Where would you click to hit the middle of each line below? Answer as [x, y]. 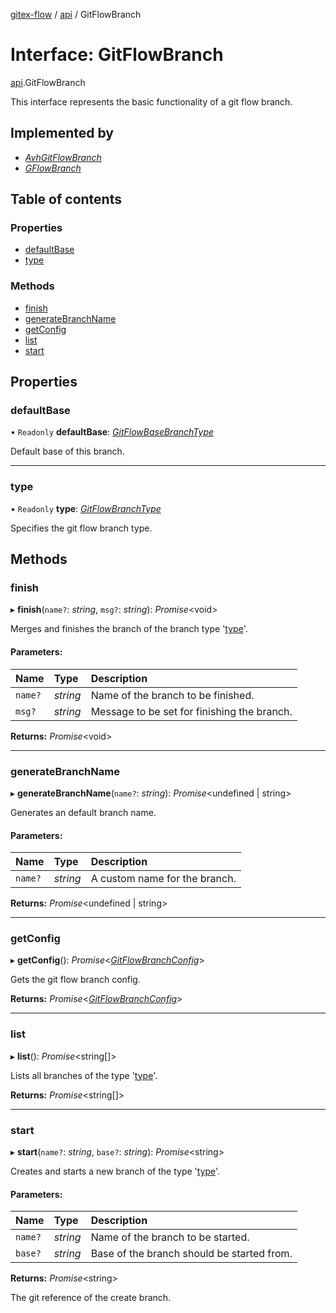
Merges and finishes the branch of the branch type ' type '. [129, 629]
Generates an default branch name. [83, 812]
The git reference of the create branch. [91, 1298]
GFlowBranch [53, 168]
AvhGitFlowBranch [63, 157]
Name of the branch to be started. [170, 1237]
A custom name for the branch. [163, 879]
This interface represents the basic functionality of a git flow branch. [151, 101]
